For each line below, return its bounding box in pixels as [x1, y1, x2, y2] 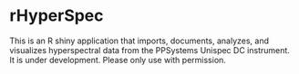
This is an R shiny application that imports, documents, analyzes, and [9, 35, 270, 46]
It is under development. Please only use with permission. [9, 54, 226, 65]
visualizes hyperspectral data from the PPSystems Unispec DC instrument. [9, 44, 290, 55]
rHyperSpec [9, 5, 104, 26]
